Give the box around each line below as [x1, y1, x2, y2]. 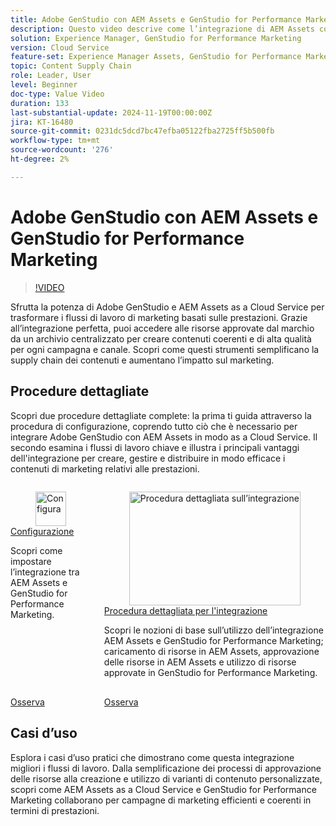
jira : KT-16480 [10, 117, 74, 127]
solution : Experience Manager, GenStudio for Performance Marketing [10, 33, 302, 43]
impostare [10, 555, 52, 567]
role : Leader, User [10, 71, 92, 81]
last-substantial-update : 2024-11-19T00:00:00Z [10, 107, 213, 118]
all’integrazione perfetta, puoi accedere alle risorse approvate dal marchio [10, 322, 315, 334]
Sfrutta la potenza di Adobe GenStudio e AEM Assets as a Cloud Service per [10, 301, 325, 313]
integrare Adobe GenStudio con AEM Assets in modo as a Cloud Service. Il [10, 431, 318, 443]
